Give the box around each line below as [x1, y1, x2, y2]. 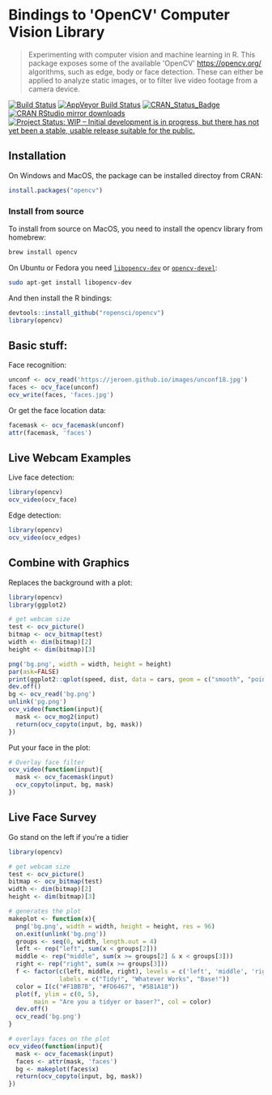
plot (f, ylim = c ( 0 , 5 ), [15, 990, 100, 998]
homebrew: [8, 232, 47, 242]
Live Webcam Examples [8, 451, 132, 465]
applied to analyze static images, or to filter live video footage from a [28, 75, 258, 85]
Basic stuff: [8, 339, 68, 352]
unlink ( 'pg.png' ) [8, 698, 67, 706]
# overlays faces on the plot [8, 1035, 111, 1043]
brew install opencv [8, 248, 79, 256]
